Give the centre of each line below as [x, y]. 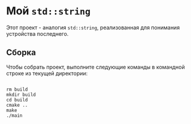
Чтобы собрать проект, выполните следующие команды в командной [95, 67]
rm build [17, 89]
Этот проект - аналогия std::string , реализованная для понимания [93, 27]
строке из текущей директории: [47, 73]
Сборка [21, 53]
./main [14, 115]
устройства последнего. [37, 33]
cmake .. [17, 105]
